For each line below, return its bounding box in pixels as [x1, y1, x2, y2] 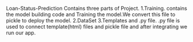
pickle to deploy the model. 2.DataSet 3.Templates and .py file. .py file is [6, 17, 180, 24]
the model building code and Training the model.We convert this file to [6, 11, 175, 18]
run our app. [6, 29, 36, 36]
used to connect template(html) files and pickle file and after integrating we [6, 23, 188, 30]
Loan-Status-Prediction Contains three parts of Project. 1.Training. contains [6, 5, 187, 12]
